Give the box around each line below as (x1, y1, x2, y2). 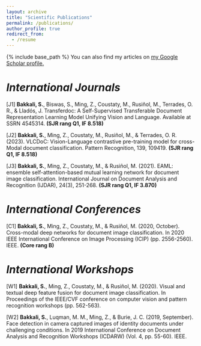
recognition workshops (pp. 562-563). (6, 301, 101, 309)
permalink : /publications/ (6, 20, 74, 26)
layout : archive (6, 8, 47, 15)
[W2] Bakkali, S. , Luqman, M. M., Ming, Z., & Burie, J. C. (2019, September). (6, 314, 194, 321)
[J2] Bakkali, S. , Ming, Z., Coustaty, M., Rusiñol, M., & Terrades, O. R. (6, 131, 177, 138)
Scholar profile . (6, 60, 44, 67)
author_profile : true (6, 25, 61, 32)
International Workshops (6, 263, 134, 277)
